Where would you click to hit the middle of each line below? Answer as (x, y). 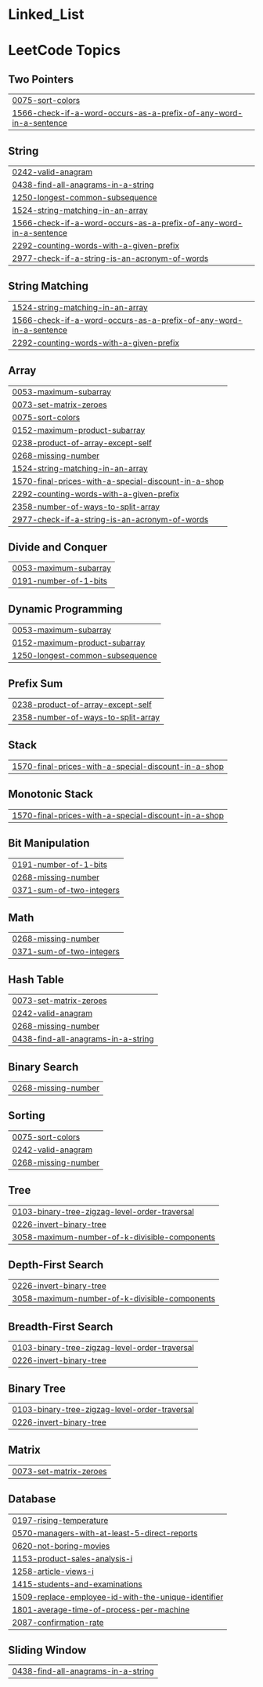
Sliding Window (47, 1650)
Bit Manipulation (49, 843)
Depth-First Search (56, 1265)
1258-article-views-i (53, 1571)
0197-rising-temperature (60, 1520)
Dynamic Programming (65, 609)
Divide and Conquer (58, 547)
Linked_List (46, 15)
